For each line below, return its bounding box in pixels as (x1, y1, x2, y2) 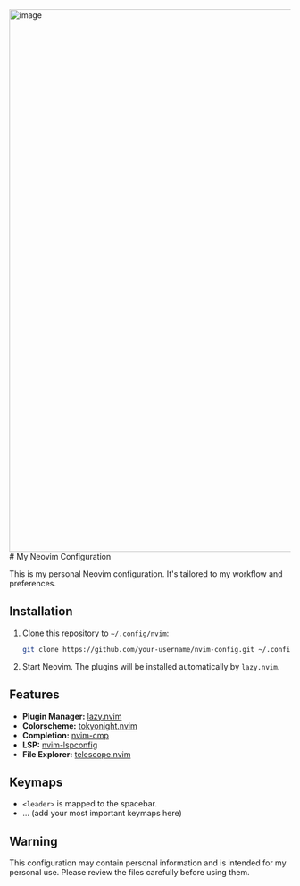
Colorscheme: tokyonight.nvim (21, 720, 137, 731)
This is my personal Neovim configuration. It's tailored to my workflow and (9, 569, 283, 579)
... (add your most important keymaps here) (21, 808, 183, 819)
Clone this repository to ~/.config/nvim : (21, 628, 170, 638)
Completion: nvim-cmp (21, 730, 110, 740)
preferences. (9, 578, 56, 588)
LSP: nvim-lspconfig (21, 739, 98, 750)
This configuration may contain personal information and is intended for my (9, 857, 287, 868)
